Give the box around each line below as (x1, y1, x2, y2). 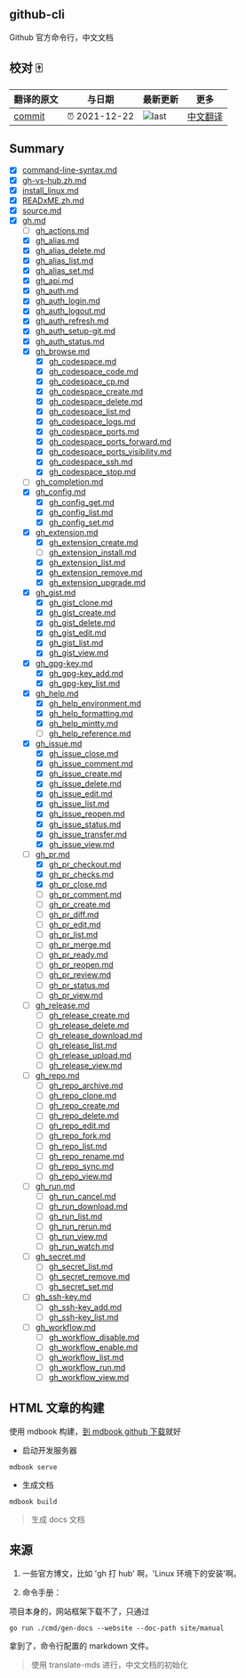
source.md (21, 205, 62, 216)
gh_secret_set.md (48, 1281, 114, 1292)
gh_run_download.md (48, 1200, 128, 1211)
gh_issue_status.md (48, 819, 122, 830)
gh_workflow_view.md (48, 1371, 130, 1382)
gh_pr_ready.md (48, 949, 108, 961)
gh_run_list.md (48, 1211, 103, 1222)
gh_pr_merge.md (48, 939, 111, 950)
